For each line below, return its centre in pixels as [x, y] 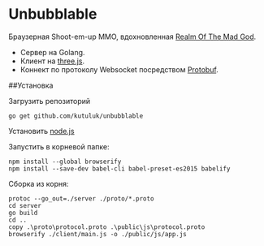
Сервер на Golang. [52, 52]
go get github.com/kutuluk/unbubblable [76, 116]
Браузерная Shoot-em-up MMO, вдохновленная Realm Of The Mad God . [132, 37]
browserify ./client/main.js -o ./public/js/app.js [97, 234]
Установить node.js [41, 131]
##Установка [31, 85]
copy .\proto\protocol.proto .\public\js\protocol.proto [107, 227]
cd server [25, 205]
